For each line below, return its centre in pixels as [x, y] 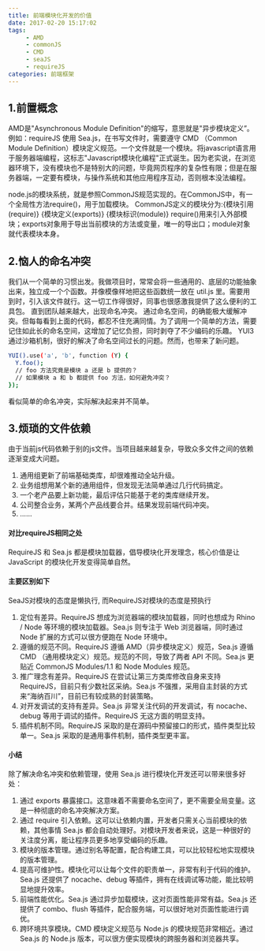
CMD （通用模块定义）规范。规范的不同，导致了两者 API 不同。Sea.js [132, 656]
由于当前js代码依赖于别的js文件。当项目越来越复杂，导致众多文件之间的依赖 [131, 449]
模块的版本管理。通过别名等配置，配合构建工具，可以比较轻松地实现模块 [137, 850]
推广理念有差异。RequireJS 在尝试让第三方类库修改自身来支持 [120, 676]
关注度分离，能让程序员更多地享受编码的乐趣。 [95, 840]
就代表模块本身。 [36, 234]
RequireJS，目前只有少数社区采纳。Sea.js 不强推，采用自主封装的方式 [134, 686]
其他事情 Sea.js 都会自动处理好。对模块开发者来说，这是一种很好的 [142, 830]
